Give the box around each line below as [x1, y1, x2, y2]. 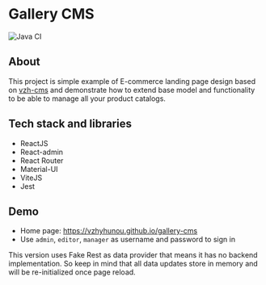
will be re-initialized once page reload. [8, 267, 136, 277]
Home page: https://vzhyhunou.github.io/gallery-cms [19, 226, 198, 236]
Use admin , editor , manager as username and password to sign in [19, 235, 236, 245]
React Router [19, 155, 64, 166]
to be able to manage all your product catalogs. [8, 94, 166, 103]
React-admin [19, 147, 63, 157]
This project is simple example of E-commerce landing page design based [8, 76, 256, 86]
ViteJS [19, 173, 43, 182]
